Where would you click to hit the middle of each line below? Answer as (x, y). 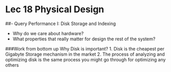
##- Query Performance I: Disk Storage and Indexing (61, 23)
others (12, 65)
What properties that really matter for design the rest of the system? (84, 39)
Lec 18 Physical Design (55, 9)
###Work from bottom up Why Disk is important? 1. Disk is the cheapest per (85, 49)
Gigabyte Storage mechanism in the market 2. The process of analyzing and (85, 54)
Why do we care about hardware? (48, 33)
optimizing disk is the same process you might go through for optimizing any (85, 59)
